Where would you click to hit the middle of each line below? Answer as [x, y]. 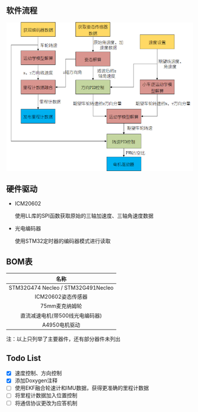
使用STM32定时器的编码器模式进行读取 [63, 241]
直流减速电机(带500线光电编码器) [61, 315]
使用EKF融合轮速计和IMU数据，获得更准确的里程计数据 [82, 388]
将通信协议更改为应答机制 [46, 403]
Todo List [24, 358]
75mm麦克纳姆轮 [61, 306]
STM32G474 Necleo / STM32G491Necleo [61, 287]
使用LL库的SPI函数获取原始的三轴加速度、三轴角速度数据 [84, 216]
